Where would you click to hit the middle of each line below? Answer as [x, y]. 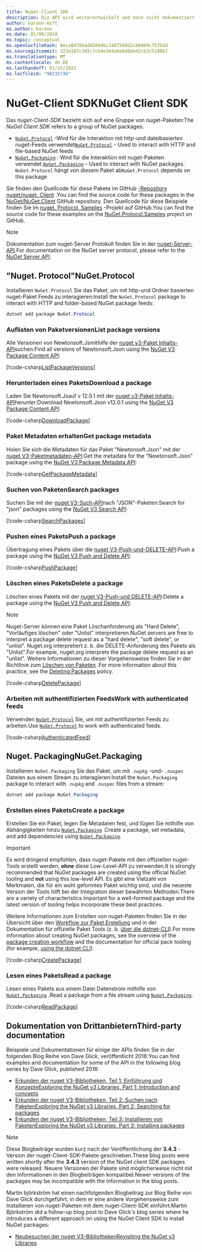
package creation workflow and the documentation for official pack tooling [99, 942]
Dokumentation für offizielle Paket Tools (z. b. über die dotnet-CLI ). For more [101, 929]
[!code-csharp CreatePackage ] [44, 960]
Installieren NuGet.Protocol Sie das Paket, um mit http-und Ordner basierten [100, 290]
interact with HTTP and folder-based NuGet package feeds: [80, 303]
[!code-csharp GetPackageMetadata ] [52, 474]
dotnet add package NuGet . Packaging [52, 794]
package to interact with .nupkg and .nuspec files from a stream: [85, 784]
